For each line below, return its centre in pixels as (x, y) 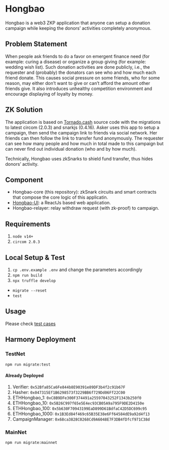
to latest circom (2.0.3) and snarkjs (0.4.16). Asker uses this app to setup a (82, 127)
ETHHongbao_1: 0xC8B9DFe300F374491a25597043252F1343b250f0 (77, 397)
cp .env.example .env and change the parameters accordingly (77, 269)
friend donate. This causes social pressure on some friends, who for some (82, 78)
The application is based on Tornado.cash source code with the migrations (83, 122)
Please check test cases (31, 324)
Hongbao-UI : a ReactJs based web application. (62, 203)
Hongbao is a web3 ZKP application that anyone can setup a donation (78, 23)
